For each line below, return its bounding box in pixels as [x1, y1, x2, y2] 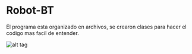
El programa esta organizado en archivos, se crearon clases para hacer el [6, 23, 187, 30]
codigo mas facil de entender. [6, 29, 79, 36]
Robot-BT [6, 4, 55, 17]
